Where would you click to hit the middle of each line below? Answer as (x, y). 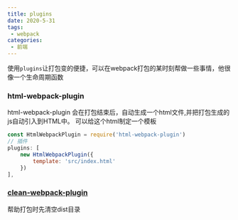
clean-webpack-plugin (48, 193)
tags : (15, 27)
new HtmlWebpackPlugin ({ (57, 154)
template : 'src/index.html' (74, 161)
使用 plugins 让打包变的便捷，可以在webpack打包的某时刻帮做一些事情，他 (116, 68)
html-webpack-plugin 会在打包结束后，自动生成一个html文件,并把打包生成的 (118, 112)
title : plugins (30, 14)
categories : (25, 41)
